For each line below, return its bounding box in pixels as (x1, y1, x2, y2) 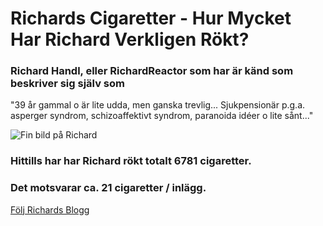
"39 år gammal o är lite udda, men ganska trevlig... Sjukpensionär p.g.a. (10, 99, 306, 111)
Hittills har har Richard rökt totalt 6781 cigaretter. (10, 154, 252, 168)
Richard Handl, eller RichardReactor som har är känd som (10, 64, 294, 78)
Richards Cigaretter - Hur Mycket (10, 7, 292, 30)
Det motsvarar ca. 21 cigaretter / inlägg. (10, 181, 207, 195)
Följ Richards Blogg (10, 203, 90, 216)
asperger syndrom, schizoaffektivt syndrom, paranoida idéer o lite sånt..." (10, 110, 314, 122)
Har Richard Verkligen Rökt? (10, 28, 250, 51)
